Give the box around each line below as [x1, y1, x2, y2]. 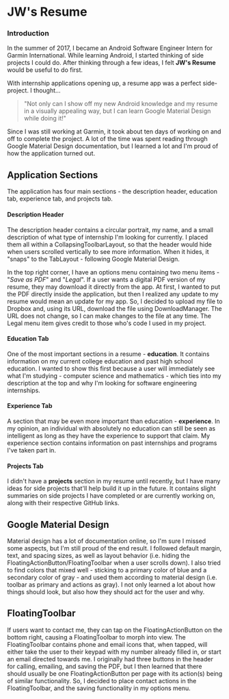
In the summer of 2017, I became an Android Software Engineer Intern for [7, 44, 213, 52]
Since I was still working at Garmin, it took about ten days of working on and [7, 127, 221, 136]
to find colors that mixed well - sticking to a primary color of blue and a [7, 565, 207, 574]
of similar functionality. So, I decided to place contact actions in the [7, 676, 197, 685]
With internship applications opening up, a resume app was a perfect [7, 79, 202, 88]
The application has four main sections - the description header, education [7, 188, 217, 196]
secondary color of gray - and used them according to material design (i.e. [7, 573, 217, 581]
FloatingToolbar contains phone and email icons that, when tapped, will [7, 640, 208, 648]
